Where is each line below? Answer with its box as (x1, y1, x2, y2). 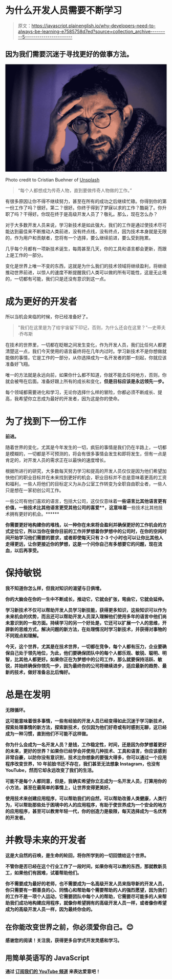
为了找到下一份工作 (5, 416, 87, 427)
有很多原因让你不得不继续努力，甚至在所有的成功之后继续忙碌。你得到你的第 (5, 198, 167, 205)
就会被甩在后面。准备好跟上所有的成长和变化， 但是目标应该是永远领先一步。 (5, 378, 167, 384)
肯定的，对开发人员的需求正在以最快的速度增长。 (5, 457, 109, 463)
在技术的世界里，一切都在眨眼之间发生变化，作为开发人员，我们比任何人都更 (5, 342, 167, 348)
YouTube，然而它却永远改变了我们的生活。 (5, 767, 96, 773)
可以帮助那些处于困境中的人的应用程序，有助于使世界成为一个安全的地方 (14, 802, 167, 808)
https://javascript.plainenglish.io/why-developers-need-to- (31, 23, 156, 29)
